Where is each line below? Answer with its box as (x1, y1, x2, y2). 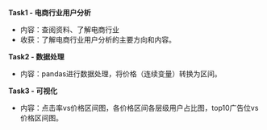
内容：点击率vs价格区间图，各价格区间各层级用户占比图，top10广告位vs (19, 104, 259, 112)
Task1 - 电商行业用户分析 (8, 8, 91, 17)
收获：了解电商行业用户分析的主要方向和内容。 (19, 35, 176, 44)
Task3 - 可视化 (8, 86, 58, 95)
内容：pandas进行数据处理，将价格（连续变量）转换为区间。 (19, 69, 222, 79)
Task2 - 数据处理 (8, 52, 65, 61)
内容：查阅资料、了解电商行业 (19, 25, 119, 35)
